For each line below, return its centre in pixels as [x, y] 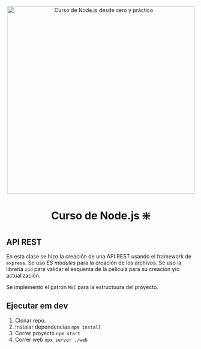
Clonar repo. [30, 320]
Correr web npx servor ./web [51, 339]
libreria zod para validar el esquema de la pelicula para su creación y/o [93, 269]
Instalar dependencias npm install [58, 327]
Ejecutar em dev [37, 306]
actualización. [23, 276]
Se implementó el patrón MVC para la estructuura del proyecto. [82, 287]
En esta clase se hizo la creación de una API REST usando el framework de [99, 256]
